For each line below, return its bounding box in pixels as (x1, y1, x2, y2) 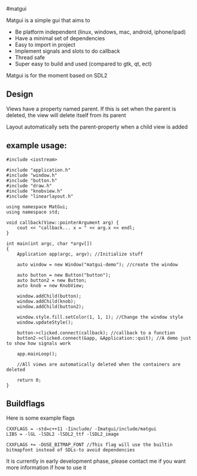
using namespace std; (6, 209, 60, 215)
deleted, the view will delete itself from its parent (6, 111, 126, 119)
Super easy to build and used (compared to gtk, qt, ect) (14, 60, 152, 67)
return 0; (17, 377, 42, 383)
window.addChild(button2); (17, 303, 84, 310)
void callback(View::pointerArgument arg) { (6, 219, 119, 226)
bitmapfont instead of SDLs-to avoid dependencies (6, 447, 135, 453)
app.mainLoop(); (17, 351, 58, 357)
